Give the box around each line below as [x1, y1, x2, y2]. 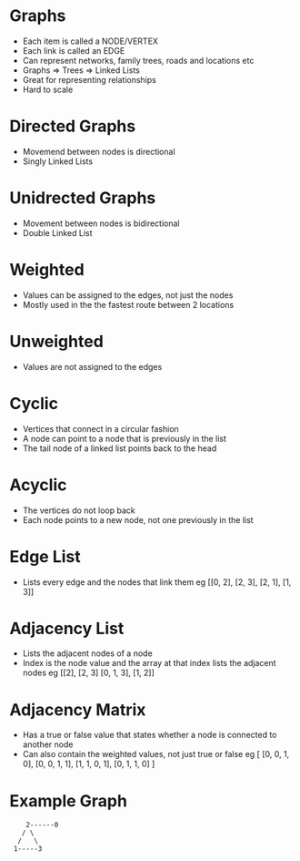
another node [22, 739, 74, 750]
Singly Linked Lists [22, 156, 94, 167]
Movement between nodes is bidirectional [22, 218, 180, 229]
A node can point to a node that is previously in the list [22, 433, 227, 444]
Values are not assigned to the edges [22, 361, 163, 372]
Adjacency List [9, 618, 125, 639]
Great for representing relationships [22, 74, 157, 85]
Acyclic [9, 475, 67, 495]
